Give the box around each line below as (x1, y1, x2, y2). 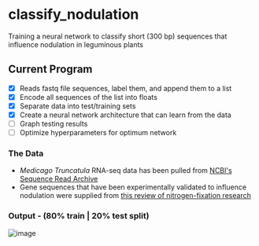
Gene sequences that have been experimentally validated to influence (19, 182, 246, 192)
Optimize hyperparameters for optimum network (19, 128, 177, 138)
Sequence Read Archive (19, 174, 98, 184)
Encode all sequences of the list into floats (19, 92, 157, 101)
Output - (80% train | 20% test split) (8, 211, 150, 222)
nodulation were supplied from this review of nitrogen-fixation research (19, 191, 252, 200)
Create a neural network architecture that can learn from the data (19, 110, 232, 119)
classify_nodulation (8, 6, 139, 24)
